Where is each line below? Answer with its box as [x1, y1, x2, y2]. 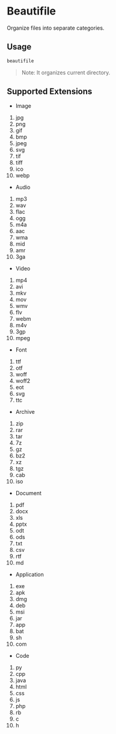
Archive [15, 408, 35, 416]
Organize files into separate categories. [7, 24, 105, 31]
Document [15, 490, 41, 497]
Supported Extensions [7, 87, 93, 97]
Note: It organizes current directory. [21, 68, 111, 76]
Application [15, 571, 44, 578]
